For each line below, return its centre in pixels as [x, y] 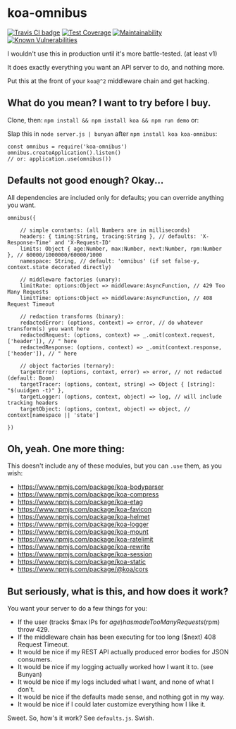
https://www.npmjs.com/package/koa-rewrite [84, 547]
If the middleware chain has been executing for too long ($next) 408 [117, 637]
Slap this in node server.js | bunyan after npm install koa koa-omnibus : [112, 133]
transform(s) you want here [49, 329]
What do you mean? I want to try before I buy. [109, 103]
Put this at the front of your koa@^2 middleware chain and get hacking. [108, 81]
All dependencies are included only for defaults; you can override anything [116, 197]
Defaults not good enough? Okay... [86, 181]
